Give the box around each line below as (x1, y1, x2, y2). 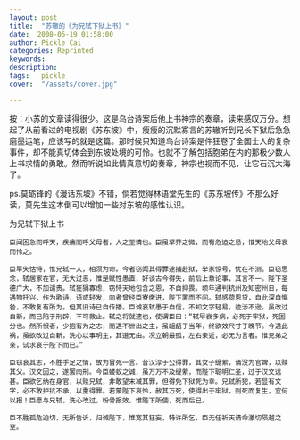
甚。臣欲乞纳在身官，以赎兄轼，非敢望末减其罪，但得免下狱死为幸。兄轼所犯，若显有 (9, 377, 275, 385)
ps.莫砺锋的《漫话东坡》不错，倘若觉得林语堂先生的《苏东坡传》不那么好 (9, 188, 279, 199)
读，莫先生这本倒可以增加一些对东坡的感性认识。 (9, 199, 189, 210)
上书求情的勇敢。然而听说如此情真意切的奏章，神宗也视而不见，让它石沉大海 (9, 157, 291, 168)
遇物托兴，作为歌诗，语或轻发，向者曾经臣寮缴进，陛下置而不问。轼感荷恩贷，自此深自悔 (9, 292, 288, 302)
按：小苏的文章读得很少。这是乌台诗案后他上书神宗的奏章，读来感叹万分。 (9, 113, 283, 123)
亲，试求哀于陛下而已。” (9, 341, 84, 350)
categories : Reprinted (9, 47, 94, 55)
